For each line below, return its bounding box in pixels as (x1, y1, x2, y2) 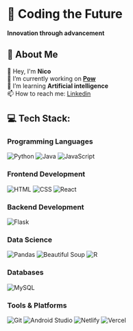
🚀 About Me (7, 49, 58, 60)
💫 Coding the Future (7, 6, 123, 22)
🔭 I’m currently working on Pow (7, 74, 96, 82)
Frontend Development (7, 170, 86, 179)
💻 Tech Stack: (7, 113, 71, 124)
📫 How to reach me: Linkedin (7, 89, 91, 98)
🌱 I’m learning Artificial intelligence (7, 82, 108, 90)
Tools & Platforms (7, 300, 67, 310)
